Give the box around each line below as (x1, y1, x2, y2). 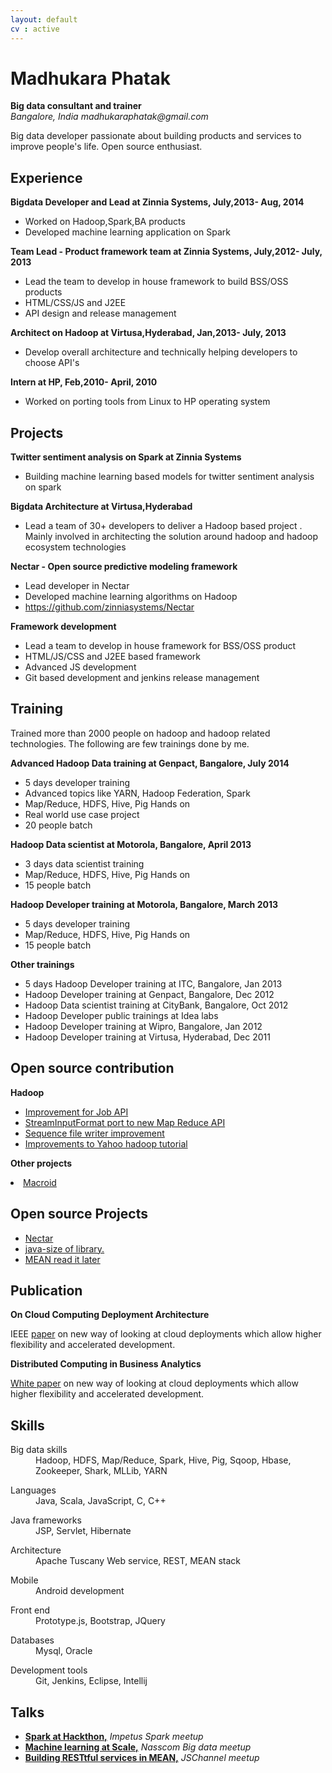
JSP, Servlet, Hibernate (35, 1525, 132, 1537)
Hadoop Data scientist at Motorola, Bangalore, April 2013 (10, 838, 252, 850)
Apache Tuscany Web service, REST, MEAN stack (35, 1555, 241, 1567)
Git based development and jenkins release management (24, 672, 260, 684)
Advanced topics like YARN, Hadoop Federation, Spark (24, 787, 251, 799)
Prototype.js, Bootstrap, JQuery (35, 1615, 166, 1627)
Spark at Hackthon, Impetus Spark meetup (24, 1730, 204, 1742)
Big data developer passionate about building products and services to (10, 130, 302, 142)
